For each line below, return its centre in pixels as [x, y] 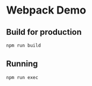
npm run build [24, 45]
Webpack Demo [46, 10]
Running [22, 64]
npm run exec [22, 77]
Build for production [44, 32]
